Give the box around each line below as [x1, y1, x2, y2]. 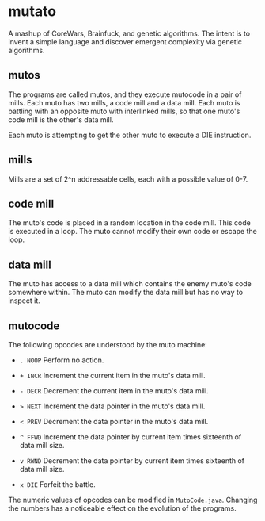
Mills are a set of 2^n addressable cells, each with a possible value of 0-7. [8, 174, 248, 184]
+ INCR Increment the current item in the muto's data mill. [19, 371, 206, 380]
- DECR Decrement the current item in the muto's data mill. [19, 386, 209, 395]
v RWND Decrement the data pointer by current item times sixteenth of [19, 456, 245, 465]
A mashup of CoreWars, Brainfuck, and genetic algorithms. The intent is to [8, 29, 251, 38]
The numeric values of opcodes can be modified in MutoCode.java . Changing [8, 495, 258, 504]
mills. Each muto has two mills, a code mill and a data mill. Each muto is [8, 98, 240, 107]
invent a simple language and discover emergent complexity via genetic [8, 36, 243, 46]
